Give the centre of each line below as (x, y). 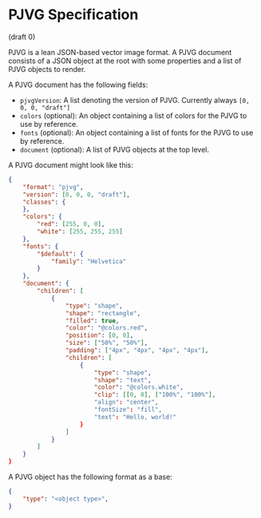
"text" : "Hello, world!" (135, 417)
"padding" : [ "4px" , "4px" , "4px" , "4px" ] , (137, 350)
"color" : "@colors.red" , (107, 328)
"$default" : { (60, 254)
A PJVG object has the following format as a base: (91, 477)
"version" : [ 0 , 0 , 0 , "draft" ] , (76, 194)
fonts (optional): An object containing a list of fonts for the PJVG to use (136, 132)
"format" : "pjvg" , (53, 187)
